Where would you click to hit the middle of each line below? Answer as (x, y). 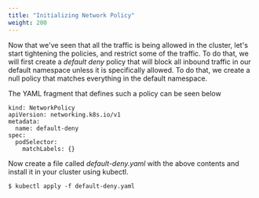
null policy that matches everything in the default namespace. (108, 78)
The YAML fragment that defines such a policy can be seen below (115, 93)
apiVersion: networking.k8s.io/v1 (65, 114)
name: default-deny (47, 128)
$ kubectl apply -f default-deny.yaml (71, 186)
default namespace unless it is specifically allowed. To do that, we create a (129, 70)
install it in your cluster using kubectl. (68, 171)
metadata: (24, 121)
